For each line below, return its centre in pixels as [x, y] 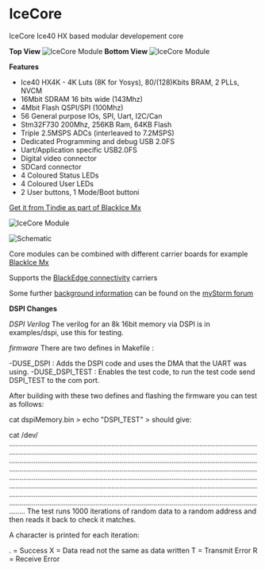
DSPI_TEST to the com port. [54, 380]
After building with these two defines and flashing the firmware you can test [133, 396]
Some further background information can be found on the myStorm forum [131, 293]
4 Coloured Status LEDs [60, 175]
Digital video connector [59, 158]
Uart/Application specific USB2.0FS [79, 150]
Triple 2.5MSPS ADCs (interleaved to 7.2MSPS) [98, 133]
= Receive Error [35, 559]
